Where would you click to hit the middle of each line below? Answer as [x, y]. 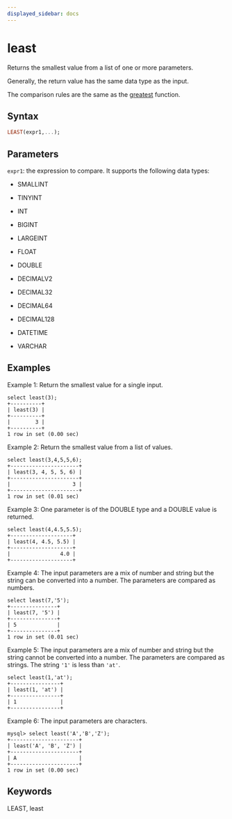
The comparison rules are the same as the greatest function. [94, 94]
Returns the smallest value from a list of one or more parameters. [100, 68]
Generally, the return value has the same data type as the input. [98, 81]
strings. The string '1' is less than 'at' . [64, 664]
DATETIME [33, 333]
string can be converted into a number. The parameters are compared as [111, 580]
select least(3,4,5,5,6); [44, 460]
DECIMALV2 [35, 279]
